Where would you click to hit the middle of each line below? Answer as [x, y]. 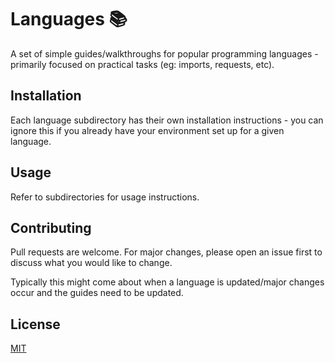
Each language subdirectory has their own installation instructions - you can [167, 120]
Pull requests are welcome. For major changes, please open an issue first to [166, 252]
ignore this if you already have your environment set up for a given [147, 130]
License [35, 324]
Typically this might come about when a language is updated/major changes [167, 282]
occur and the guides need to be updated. [97, 293]
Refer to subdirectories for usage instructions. [105, 197]
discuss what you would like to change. [91, 263]
